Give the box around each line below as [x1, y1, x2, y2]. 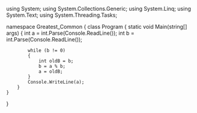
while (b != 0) [28, 47, 66, 53]
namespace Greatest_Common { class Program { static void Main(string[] [6, 23, 187, 30]
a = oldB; [38, 69, 63, 75]
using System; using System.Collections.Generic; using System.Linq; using [6, 5, 191, 12]
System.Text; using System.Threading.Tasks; [6, 11, 118, 19]
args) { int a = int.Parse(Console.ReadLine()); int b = [6, 29, 135, 37]
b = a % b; [38, 63, 66, 69]
